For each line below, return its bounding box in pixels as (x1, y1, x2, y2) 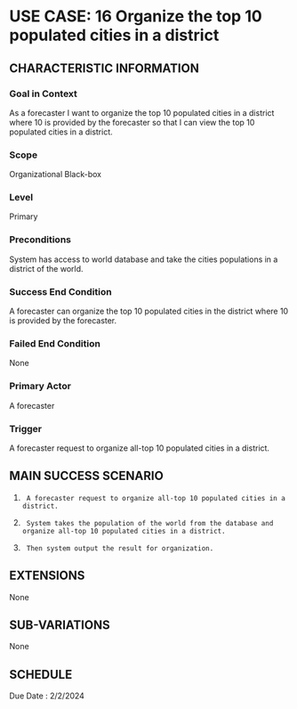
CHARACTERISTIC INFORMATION (9, 61, 200, 76)
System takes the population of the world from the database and (26, 518, 274, 527)
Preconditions (9, 233, 72, 246)
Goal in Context (9, 87, 78, 100)
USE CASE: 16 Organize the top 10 (9, 6, 262, 27)
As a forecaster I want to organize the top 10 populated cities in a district (9, 107, 275, 118)
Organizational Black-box (9, 169, 102, 180)
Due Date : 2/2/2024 (9, 690, 84, 701)
